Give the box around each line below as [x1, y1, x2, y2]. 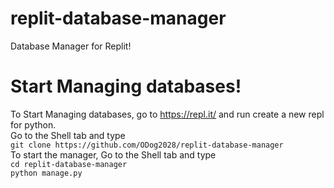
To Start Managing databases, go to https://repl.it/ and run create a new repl [10, 108, 325, 120]
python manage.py [10, 168, 83, 178]
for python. [10, 118, 57, 131]
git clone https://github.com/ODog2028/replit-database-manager [10, 140, 284, 150]
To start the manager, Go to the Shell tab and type [10, 148, 217, 161]
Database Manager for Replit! [10, 40, 132, 52]
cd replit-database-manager [10, 159, 128, 169]
